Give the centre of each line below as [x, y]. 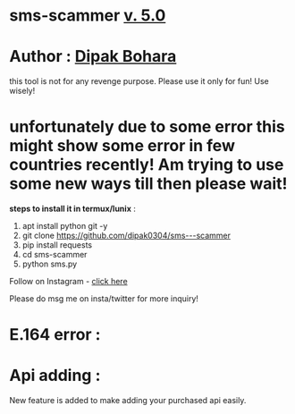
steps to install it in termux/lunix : [72, 209]
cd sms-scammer [55, 255]
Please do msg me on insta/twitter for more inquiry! [104, 299]
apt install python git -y [65, 226]
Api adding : [55, 376]
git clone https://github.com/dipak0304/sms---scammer [126, 236]
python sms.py [50, 264]
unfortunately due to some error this [147, 127]
